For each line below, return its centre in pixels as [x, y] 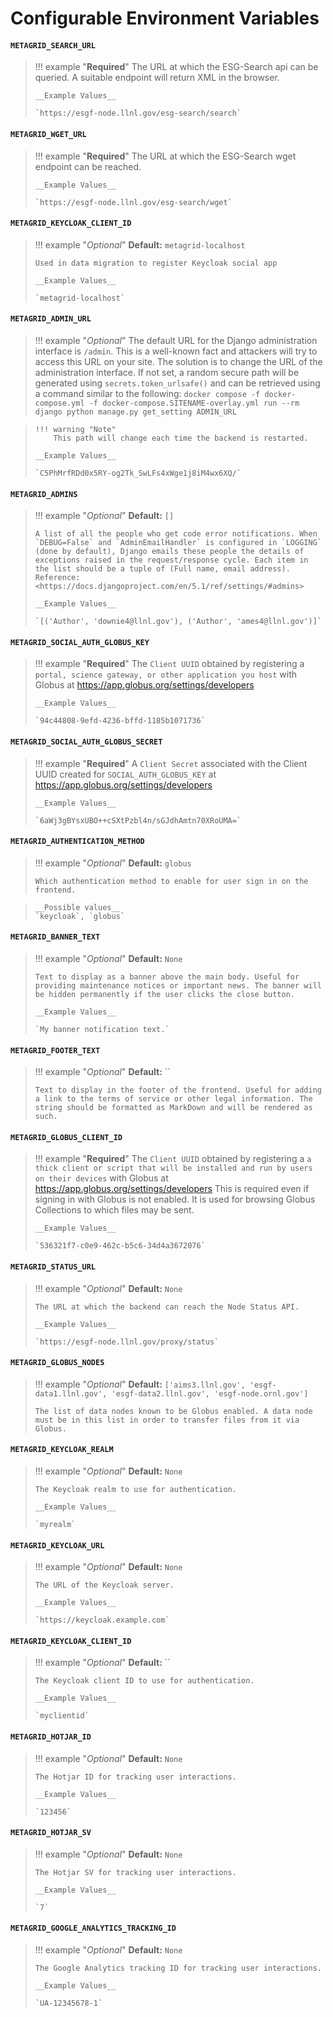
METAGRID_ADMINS [44, 494]
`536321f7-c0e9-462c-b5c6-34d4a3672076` [120, 1246]
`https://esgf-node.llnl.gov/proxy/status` [127, 1342]
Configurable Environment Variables [165, 18]
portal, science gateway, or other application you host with [166, 674]
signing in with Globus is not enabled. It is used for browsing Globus [175, 1199]
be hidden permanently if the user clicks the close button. [165, 995]
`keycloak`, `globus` [79, 916]
